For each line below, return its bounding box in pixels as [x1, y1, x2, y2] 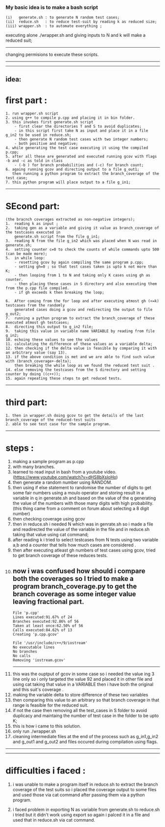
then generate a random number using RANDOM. [12, 479, 112, 485]
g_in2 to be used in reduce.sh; [5, 132, 71, 138]
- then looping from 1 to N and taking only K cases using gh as [14, 273, 151, 277]
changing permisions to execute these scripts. [5, 52, 99, 57]
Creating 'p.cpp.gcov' [12, 632, 59, 637]
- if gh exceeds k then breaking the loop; [14, 290, 105, 295]
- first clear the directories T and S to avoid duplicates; [14, 124, 141, 129]
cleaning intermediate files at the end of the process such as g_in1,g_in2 [12, 734, 159, 740]
